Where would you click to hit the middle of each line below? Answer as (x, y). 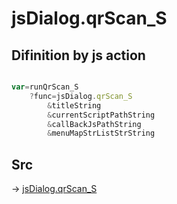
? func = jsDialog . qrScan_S (81, 96)
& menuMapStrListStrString (101, 133)
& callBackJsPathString (94, 124)
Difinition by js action (78, 55)
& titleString (74, 105)
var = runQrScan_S (45, 87)
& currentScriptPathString (101, 115)
